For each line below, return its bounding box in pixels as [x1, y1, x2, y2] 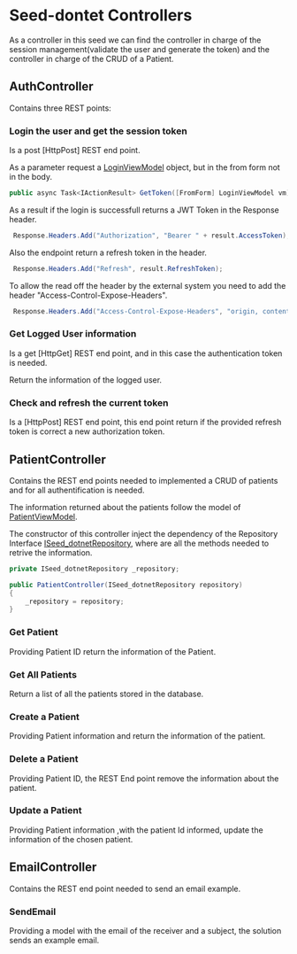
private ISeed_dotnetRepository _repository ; [9, 564, 179, 573]
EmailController [9, 860, 97, 875]
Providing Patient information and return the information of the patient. [9, 731, 266, 741]
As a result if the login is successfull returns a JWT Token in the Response [9, 205, 280, 215]
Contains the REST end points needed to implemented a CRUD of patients [9, 475, 278, 485]
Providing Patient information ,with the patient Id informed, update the [9, 825, 263, 835]
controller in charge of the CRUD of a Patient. [9, 53, 174, 64]
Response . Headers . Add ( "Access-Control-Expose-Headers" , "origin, [12, 306, 259, 315]
